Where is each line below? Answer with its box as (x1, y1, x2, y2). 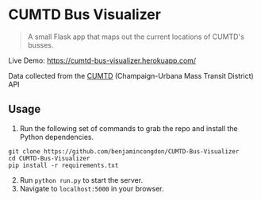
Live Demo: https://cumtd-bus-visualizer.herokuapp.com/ (8, 56, 197, 65)
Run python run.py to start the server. (19, 175, 144, 184)
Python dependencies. (19, 132, 94, 141)
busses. (27, 40, 54, 49)
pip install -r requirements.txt (8, 161, 119, 169)
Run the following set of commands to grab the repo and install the (19, 123, 238, 133)
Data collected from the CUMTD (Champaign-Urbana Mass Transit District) (8, 71, 254, 80)
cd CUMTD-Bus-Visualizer (8, 154, 90, 162)
